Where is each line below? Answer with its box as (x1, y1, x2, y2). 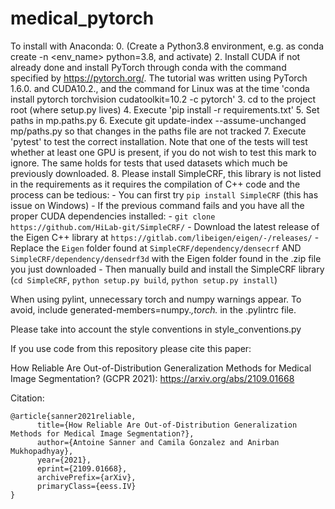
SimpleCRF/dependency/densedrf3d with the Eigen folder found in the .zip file (10, 252, 322, 264)
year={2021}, (36, 455, 92, 465)
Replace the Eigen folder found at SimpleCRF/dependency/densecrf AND (10, 242, 302, 254)
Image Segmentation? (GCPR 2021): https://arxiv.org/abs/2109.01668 (10, 372, 295, 384)
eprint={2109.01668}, (36, 463, 128, 474)
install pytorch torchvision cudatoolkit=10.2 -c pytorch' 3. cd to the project (10, 93, 316, 105)
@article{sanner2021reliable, (10, 411, 137, 421)
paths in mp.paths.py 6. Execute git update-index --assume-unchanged (10, 114, 307, 126)
